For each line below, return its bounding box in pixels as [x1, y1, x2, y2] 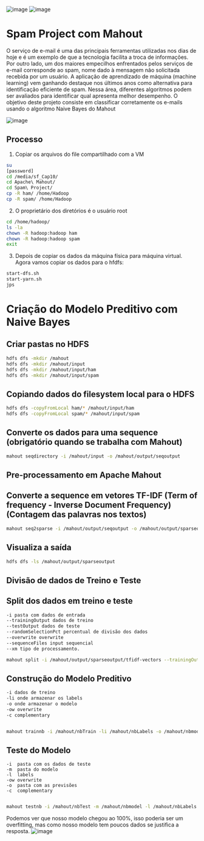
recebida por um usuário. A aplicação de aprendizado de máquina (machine [6, 73, 196, 80]
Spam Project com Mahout [6, 27, 143, 41]
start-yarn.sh [6, 276, 42, 282]
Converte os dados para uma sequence [6, 428, 158, 438]
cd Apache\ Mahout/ [6, 179, 56, 185]
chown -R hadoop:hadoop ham [6, 230, 78, 236]
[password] [6, 167, 34, 174]
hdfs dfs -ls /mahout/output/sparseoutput [6, 558, 115, 564]
